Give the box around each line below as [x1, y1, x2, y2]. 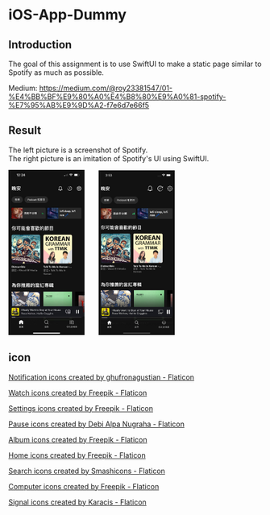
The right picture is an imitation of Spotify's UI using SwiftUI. [8, 153, 210, 163]
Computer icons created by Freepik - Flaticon [8, 481, 160, 491]
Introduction [8, 38, 73, 52]
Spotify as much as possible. [8, 68, 105, 77]
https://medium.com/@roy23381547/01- [39, 83, 173, 93]
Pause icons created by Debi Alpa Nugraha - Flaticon [8, 419, 185, 429]
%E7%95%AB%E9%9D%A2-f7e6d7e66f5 [8, 101, 150, 110]
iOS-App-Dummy [8, 6, 127, 24]
